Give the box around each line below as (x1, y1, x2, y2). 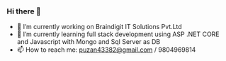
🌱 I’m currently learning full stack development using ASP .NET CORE (16, 30, 220, 38)
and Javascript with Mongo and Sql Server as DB (16, 38, 161, 46)
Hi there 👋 (6, 6, 42, 16)
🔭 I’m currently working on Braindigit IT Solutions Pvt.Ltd (16, 23, 182, 31)
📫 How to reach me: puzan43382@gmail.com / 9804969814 (16, 45, 196, 54)
